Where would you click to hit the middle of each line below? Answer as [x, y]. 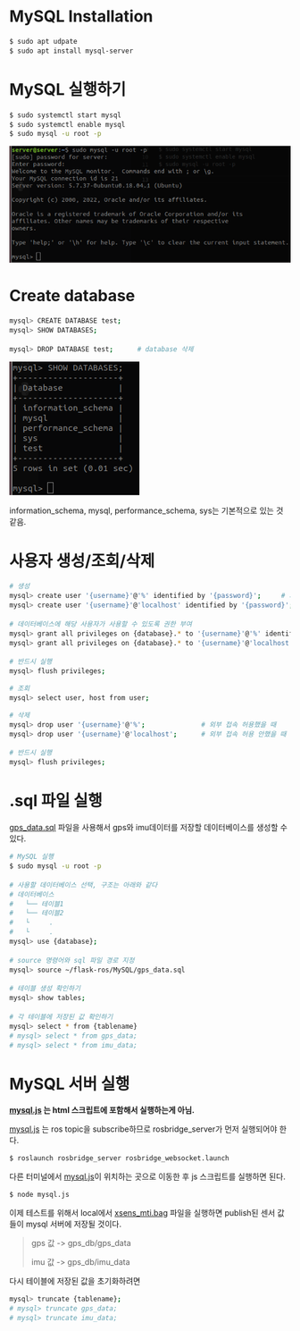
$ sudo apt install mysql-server [71, 51]
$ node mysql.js [39, 1195]
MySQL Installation [81, 17]
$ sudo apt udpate [43, 41]
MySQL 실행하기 [68, 89]
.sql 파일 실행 [56, 801]
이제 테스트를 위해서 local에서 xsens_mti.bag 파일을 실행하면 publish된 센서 [142, 1213]
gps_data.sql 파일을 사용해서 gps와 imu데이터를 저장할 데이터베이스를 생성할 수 [149, 828]
